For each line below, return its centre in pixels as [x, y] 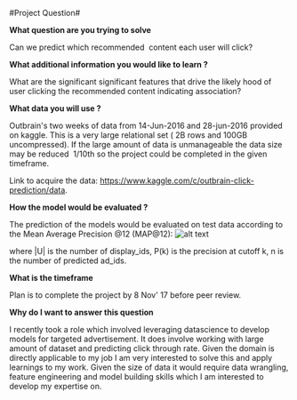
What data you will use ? [55, 108]
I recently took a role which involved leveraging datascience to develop [139, 329]
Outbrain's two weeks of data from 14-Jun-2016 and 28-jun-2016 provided [146, 125]
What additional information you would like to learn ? [109, 64]
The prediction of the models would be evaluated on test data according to [146, 224]
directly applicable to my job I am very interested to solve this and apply [141, 358]
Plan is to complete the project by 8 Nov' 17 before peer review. [125, 295]
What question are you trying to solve [80, 30]
